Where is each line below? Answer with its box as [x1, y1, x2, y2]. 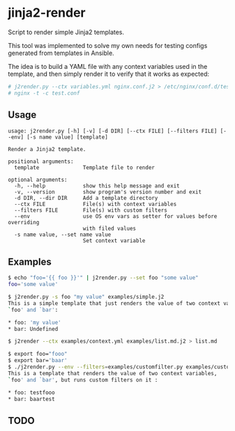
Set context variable [82, 237, 146, 244]
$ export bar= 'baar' [8, 357, 68, 364]
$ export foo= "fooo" [8, 350, 68, 358]
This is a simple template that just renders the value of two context [8, 299, 220, 307]
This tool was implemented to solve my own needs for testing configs [8, 41, 208, 49]
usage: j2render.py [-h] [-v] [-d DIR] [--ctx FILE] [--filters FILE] [8, 127, 218, 134]
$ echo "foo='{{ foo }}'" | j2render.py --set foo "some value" [8, 274, 199, 281]
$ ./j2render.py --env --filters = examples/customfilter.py [8, 363, 183, 370]
